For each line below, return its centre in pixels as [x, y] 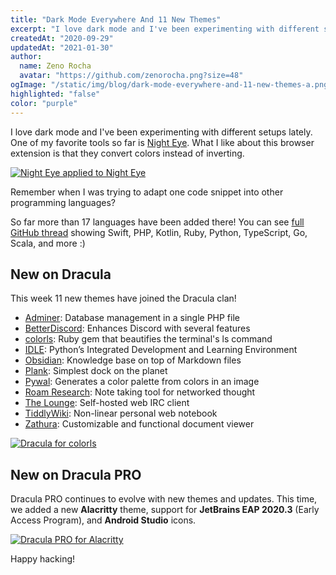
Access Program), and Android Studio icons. [103, 520]
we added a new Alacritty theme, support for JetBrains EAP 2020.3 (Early [165, 510]
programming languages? [63, 202]
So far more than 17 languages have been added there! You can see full [157, 222]
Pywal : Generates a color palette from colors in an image [142, 382]
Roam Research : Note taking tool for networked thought [140, 392]
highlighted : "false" [55, 94]
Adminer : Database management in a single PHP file [132, 318]
